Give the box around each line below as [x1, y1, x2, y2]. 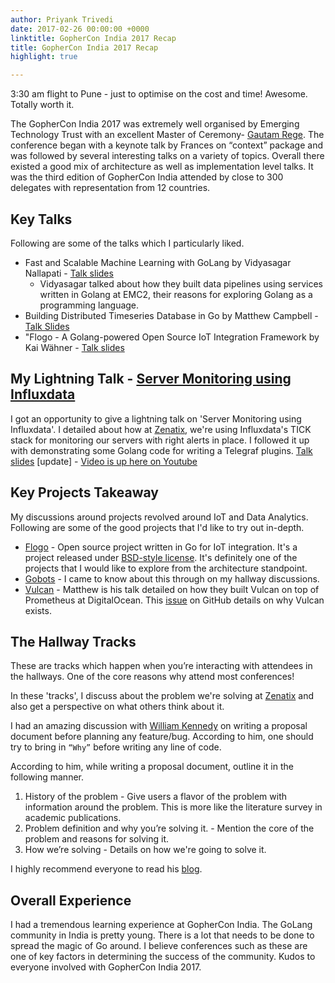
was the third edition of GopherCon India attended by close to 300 [10, 171, 284, 183]
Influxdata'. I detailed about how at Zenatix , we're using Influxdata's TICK [10, 423, 312, 435]
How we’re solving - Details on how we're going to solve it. [24, 844, 267, 856]
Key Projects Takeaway [10, 484, 159, 501]
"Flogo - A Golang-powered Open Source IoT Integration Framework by [24, 331, 320, 343]
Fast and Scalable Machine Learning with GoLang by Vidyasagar [24, 256, 292, 268]
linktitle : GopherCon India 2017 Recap [10, 33, 177, 43]
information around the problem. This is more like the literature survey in [24, 801, 323, 813]
